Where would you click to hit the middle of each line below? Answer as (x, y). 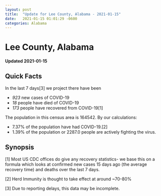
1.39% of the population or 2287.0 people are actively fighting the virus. (84, 132)
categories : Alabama (26, 23)
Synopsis (20, 147)
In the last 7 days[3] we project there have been (53, 88)
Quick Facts (24, 76)
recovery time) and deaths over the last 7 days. (52, 169)
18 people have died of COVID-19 (45, 102)
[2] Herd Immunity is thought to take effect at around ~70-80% (68, 179)
